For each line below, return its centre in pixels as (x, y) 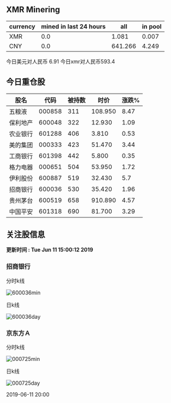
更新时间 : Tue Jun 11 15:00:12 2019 (50, 250)
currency (22, 26)
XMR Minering (33, 10)
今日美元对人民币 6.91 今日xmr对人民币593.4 (61, 61)
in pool (151, 26)
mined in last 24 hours (73, 26)
